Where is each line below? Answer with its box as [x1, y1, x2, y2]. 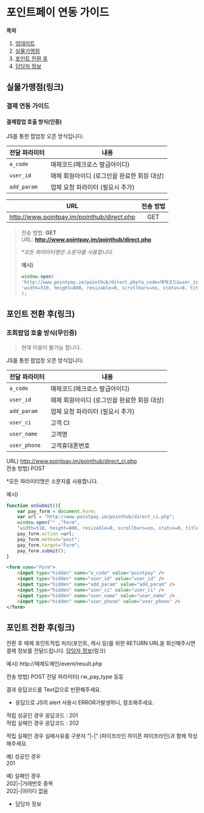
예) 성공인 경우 [6, 753, 41, 760]
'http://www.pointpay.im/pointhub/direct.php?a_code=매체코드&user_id [21, 279, 199, 286]
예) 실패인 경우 [6, 772, 41, 780]
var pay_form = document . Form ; [17, 508, 97, 514]
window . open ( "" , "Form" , [17, 519, 80, 526]
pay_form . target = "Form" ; [17, 542, 80, 548]
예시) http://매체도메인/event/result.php [6, 660, 103, 668]
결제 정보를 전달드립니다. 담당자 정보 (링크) [6, 647, 106, 654]
